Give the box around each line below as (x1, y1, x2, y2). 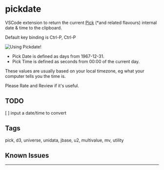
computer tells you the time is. (5, 73, 66, 79)
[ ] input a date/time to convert (5, 110, 67, 116)
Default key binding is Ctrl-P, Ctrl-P (5, 34, 76, 40)
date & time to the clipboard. (5, 24, 62, 30)
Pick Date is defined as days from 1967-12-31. (12, 53, 104, 59)
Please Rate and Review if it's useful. (5, 82, 79, 89)
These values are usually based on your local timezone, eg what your (5, 68, 144, 74)
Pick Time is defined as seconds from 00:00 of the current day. (12, 58, 140, 64)
